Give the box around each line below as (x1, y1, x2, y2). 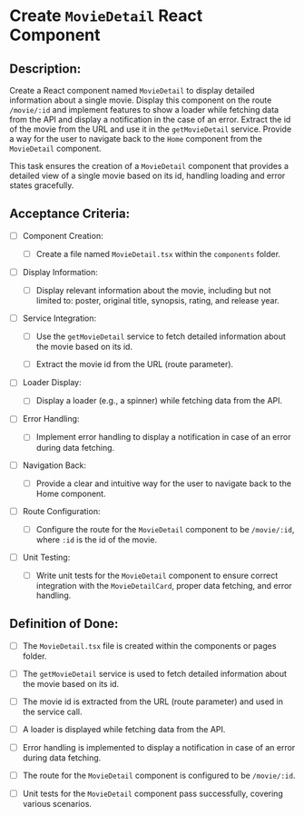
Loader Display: (22, 377, 82, 388)
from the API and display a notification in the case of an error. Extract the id (9, 114, 291, 124)
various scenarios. (22, 799, 93, 810)
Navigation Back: (22, 460, 87, 471)
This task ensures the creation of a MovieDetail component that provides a (9, 161, 289, 171)
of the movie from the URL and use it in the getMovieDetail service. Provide (9, 124, 292, 134)
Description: (9, 61, 82, 76)
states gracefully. (9, 180, 74, 191)
